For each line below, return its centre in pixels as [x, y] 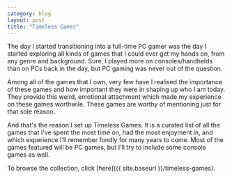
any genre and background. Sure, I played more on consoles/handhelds [110, 61]
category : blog [29, 14]
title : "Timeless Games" [43, 26]
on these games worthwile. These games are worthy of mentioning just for [114, 104]
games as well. [29, 155]
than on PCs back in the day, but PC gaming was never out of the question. [115, 69]
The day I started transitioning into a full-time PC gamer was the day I [107, 47]
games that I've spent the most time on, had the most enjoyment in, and [110, 132]
